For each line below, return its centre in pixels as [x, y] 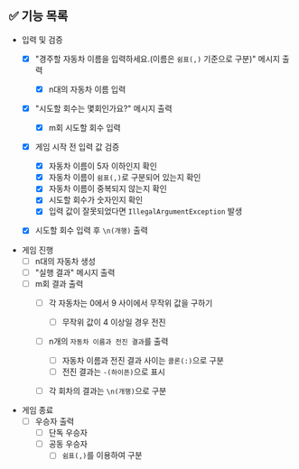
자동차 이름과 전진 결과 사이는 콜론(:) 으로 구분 [143, 360]
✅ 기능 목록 [38, 16]
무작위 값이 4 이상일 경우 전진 [114, 322]
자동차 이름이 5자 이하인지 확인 [103, 166]
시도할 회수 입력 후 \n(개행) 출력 [91, 230]
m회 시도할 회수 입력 [84, 128]
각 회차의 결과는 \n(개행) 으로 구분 [107, 391]
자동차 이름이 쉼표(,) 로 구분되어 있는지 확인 [125, 178]
